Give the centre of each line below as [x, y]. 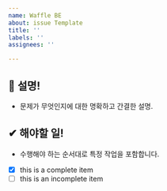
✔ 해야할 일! [36, 134]
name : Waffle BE [35, 15]
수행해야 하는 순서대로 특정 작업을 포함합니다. [89, 154]
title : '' [25, 30]
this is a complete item [56, 170]
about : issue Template [46, 23]
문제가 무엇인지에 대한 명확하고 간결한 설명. [86, 106]
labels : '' [26, 37]
